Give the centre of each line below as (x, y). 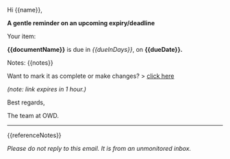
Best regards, (26, 102)
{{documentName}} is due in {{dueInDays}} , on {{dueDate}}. (95, 49)
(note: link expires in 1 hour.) (47, 89)
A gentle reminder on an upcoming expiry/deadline (81, 23)
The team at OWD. (33, 116)
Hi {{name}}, (25, 10)
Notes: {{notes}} (30, 63)
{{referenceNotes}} (34, 135)
